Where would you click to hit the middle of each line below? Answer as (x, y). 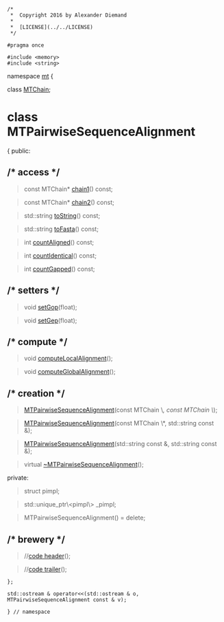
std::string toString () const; (62, 215)
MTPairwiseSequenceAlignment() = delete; (85, 518)
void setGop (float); (50, 307)
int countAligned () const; (59, 242)
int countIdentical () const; (60, 255)
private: (18, 478)
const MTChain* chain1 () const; (68, 189)
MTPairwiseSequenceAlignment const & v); (67, 600)
